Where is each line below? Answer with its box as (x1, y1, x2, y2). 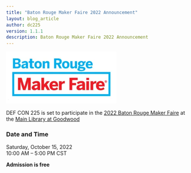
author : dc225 (6, 22, 41, 28)
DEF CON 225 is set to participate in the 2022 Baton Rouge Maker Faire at (6, 109, 185, 117)
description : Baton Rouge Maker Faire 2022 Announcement (6, 34, 149, 41)
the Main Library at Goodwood (6, 115, 81, 123)
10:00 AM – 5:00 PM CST (6, 150, 67, 157)
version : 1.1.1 (6, 28, 43, 34)
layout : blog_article (6, 15, 59, 22)
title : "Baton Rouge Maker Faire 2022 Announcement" (6, 9, 138, 15)
